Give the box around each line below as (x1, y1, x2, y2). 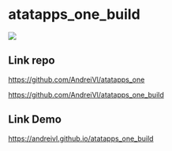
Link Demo (8, 112, 62, 127)
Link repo (8, 53, 55, 68)
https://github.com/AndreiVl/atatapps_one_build (8, 90, 164, 99)
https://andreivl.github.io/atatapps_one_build (8, 134, 154, 143)
